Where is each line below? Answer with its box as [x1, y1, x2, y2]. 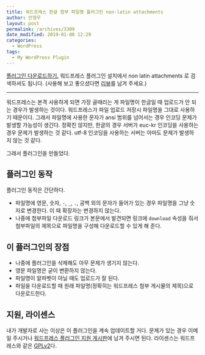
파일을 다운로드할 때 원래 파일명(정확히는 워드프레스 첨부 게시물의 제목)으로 [15, 282, 194, 290]
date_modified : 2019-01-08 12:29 [6, 32, 92, 38]
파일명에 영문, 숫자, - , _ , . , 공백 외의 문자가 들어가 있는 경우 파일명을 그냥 [15, 199, 189, 207]
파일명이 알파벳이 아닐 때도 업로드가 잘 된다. [15, 274, 120, 282]
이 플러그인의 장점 [6, 242, 70, 252]
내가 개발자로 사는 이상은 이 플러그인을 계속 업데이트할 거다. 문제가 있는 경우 [6, 327, 187, 334]
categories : [6, 37, 37, 43]
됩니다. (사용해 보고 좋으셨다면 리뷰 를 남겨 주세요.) [27, 79, 147, 87]
